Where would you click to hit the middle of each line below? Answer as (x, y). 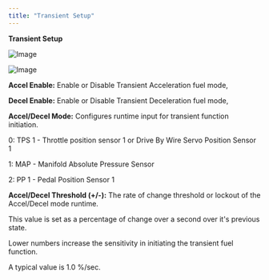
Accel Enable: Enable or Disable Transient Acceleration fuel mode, (118, 85)
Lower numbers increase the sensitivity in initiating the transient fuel (121, 243)
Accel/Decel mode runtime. (53, 203)
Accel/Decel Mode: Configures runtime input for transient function (119, 116)
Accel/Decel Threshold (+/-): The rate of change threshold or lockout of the (135, 195)
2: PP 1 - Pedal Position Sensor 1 (61, 179)
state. (18, 227)
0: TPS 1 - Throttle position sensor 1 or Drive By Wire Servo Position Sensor (132, 140)
